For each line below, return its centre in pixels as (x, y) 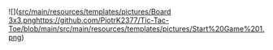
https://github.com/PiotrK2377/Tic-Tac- (102, 20)
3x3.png (22, 20)
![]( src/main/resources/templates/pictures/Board (90, 12)
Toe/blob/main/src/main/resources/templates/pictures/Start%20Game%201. (136, 29)
